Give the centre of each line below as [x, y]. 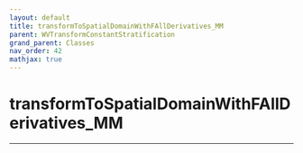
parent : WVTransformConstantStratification [92, 34]
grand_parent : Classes [52, 43]
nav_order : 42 [36, 51]
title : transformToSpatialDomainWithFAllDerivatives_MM [116, 26]
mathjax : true [36, 59]
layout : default [40, 18]
